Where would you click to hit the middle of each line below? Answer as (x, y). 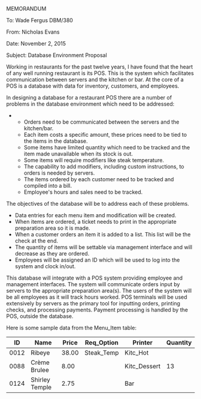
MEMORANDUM (26, 9)
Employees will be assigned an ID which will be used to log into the (97, 260)
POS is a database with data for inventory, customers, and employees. (93, 86)
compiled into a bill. (48, 186)
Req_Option (101, 343)
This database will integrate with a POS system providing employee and (95, 278)
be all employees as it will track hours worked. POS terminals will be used (97, 297)
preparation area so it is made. (53, 228)
